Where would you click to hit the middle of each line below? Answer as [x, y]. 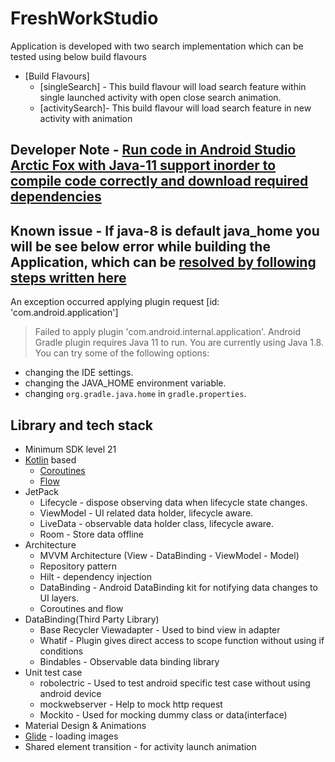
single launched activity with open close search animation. [160, 97]
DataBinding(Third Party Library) [92, 619]
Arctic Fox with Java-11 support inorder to [143, 165]
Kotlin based [50, 459]
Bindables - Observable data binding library [129, 661]
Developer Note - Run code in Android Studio [153, 150]
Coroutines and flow [81, 608]
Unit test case [53, 672]
